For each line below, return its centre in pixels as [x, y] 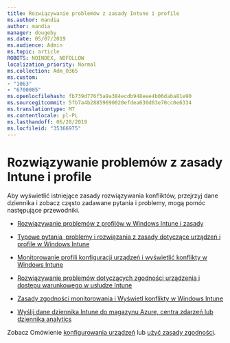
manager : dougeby [32, 33]
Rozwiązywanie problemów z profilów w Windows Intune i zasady [110, 224]
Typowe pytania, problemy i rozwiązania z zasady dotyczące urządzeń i [119, 237]
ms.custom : [23, 77]
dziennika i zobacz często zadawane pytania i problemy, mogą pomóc [106, 203]
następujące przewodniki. [44, 211]
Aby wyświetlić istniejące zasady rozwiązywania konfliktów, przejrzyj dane [113, 196]
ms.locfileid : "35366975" [44, 128]
